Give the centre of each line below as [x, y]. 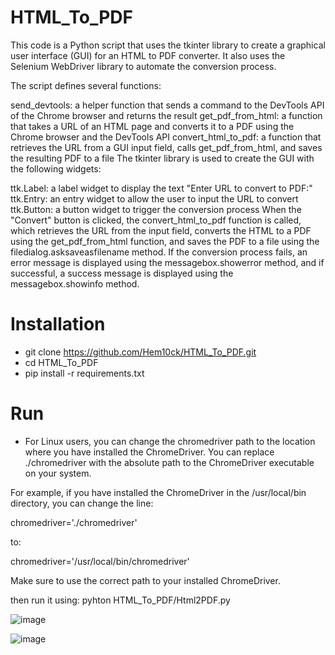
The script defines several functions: [86, 85]
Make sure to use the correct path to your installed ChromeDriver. [145, 580]
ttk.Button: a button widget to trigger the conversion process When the [156, 209]
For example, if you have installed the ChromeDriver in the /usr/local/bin [158, 492]
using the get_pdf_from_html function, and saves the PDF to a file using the [165, 241]
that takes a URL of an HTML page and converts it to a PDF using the [152, 126]
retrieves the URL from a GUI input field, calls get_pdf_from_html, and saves [166, 147]
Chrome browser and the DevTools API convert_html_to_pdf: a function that [166, 137]
